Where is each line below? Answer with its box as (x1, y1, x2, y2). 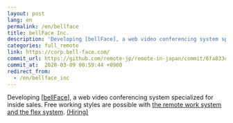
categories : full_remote (7, 42, 79, 49)
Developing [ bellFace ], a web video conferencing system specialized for (7, 93, 214, 102)
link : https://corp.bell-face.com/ (7, 49, 110, 56)
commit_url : (7, 55, 42, 62)
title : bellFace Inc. (7, 29, 70, 37)
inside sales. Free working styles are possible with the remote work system (7, 101, 222, 109)
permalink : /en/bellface (7, 23, 79, 30)
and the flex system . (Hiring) (7, 108, 89, 116)
